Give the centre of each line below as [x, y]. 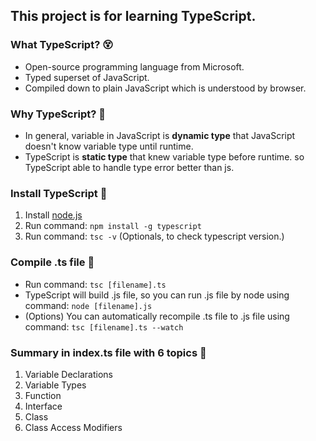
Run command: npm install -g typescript [113, 226]
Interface [43, 406]
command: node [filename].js [88, 305]
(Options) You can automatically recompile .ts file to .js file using [157, 316]
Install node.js [53, 215]
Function [43, 395]
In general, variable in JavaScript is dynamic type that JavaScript [160, 135]
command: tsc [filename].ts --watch [104, 326]
